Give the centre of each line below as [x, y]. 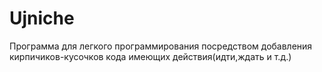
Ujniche [42, 18]
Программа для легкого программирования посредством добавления [161, 46]
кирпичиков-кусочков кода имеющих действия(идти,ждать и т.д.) [150, 56]
